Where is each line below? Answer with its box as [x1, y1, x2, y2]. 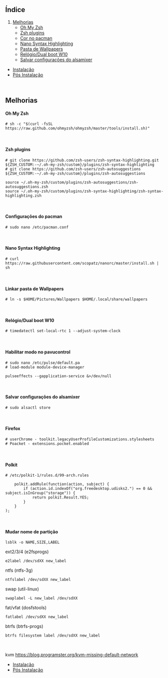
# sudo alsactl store [5, 405, 51, 410]
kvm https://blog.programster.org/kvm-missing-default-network [5, 652, 139, 658]
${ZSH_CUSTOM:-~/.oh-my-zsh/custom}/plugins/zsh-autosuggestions [5, 171, 145, 176]
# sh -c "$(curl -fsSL [5, 121, 53, 127]
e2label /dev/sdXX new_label [5, 559, 67, 564]
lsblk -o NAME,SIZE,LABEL [5, 540, 60, 545]
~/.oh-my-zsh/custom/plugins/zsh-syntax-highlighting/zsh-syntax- [21, 189, 164, 194]
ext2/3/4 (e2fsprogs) [5, 549, 49, 555]
